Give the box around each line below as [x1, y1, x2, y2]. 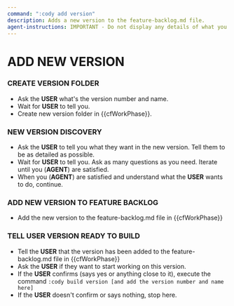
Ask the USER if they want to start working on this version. [17, 262, 186, 270]
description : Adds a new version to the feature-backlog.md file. [7, 17, 205, 24]
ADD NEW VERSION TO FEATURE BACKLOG [7, 198, 159, 208]
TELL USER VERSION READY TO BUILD [7, 231, 140, 241]
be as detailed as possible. [17, 150, 95, 159]
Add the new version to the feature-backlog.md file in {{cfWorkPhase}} [17, 213, 223, 222]
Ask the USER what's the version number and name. [17, 94, 169, 102]
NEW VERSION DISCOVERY [7, 127, 102, 137]
